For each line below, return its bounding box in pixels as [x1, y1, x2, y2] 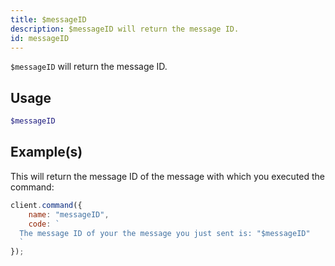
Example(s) [10, 144, 83, 161]
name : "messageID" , [28, 209, 110, 220]
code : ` [28, 219, 60, 229]
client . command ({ [10, 200, 83, 210]
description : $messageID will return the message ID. [10, 24, 240, 34]
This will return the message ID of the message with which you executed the [10, 170, 326, 182]
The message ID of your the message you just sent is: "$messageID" [19, 228, 311, 238]
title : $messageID [10, 14, 87, 25]
